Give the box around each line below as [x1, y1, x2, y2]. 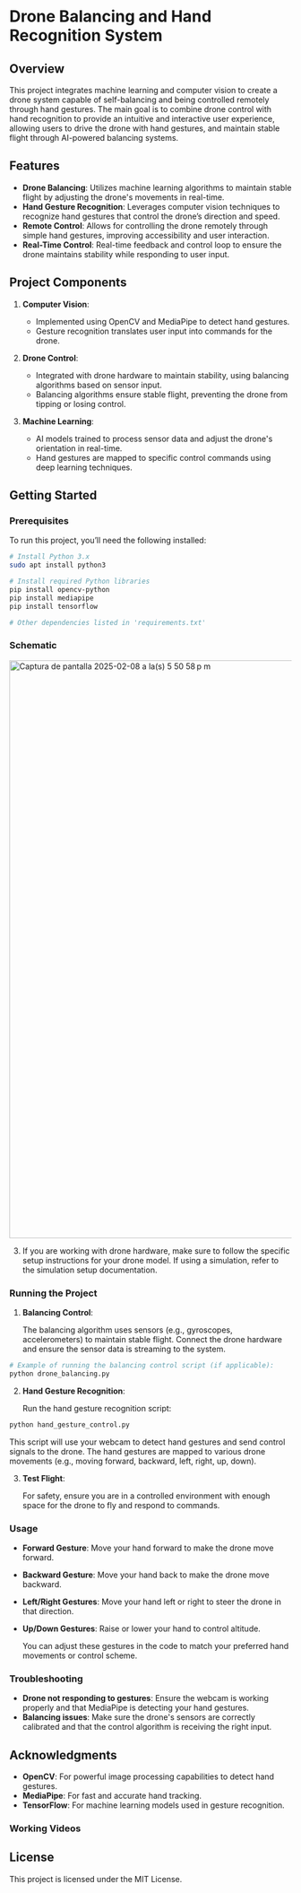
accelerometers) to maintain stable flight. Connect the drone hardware [21, 1334, 282, 1345]
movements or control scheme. [21, 1650, 138, 1661]
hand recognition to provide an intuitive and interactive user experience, [9, 114, 275, 124]
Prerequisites [9, 514, 69, 526]
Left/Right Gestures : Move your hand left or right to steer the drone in [21, 1596, 282, 1607]
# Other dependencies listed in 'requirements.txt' [9, 618, 206, 627]
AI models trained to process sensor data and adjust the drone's [35, 433, 273, 444]
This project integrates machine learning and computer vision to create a [9, 85, 278, 95]
